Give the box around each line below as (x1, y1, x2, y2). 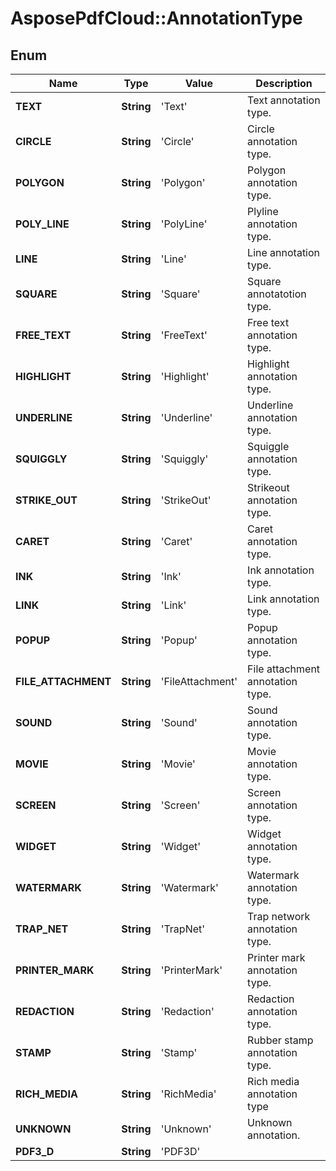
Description (255, 77, 313, 90)
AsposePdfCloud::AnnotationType (10, 7, 303, 30)
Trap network (247, 910, 311, 923)
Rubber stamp (247, 1033, 314, 1047)
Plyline (247, 205, 279, 218)
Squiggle (247, 440, 290, 453)
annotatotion (247, 287, 307, 301)
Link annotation (247, 592, 320, 606)
